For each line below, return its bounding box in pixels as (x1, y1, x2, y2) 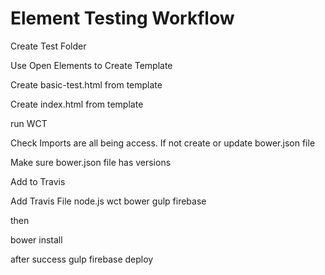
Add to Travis (10, 175, 66, 187)
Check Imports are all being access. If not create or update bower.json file (10, 137, 316, 149)
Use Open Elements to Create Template (10, 59, 173, 71)
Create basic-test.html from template (10, 78, 163, 91)
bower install (10, 233, 63, 246)
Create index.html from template (10, 98, 144, 110)
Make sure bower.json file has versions (10, 156, 172, 168)
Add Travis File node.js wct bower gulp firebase (10, 195, 207, 207)
